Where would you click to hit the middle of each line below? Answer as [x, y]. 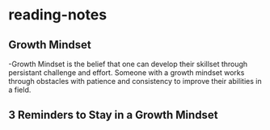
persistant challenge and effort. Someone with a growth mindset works [127, 73]
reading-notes [58, 15]
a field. [20, 90]
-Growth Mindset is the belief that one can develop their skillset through [128, 64]
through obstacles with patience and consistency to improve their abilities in [135, 81]
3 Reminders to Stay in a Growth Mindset [113, 115]
